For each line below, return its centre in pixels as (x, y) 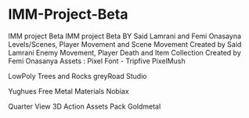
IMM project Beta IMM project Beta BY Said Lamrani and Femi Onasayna (125, 36)
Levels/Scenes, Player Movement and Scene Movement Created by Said (125, 44)
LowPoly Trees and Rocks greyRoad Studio (78, 76)
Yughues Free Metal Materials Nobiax (69, 91)
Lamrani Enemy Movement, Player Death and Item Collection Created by (125, 52)
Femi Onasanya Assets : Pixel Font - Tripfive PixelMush (97, 61)
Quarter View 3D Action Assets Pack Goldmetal (85, 106)
